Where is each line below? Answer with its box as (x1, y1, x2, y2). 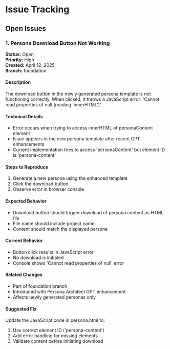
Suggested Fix (5, 306, 37, 312)
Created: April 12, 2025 (5, 62, 55, 68)
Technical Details (5, 113, 43, 119)
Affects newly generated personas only (12, 294, 96, 300)
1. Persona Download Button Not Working (5, 40, 110, 47)
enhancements (12, 141, 45, 148)
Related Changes (5, 271, 42, 278)
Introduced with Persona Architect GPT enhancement (12, 289, 126, 295)
